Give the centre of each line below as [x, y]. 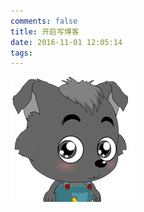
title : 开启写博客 [45, 31]
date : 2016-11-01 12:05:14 [66, 42]
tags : [21, 53]
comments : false [44, 21]
